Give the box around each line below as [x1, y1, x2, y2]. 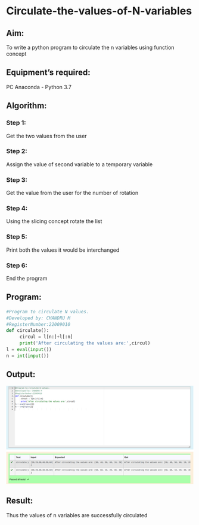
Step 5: [6, 233, 28, 241]
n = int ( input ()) [6, 353, 49, 359]
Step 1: [6, 118, 26, 127]
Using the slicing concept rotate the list [6, 218, 102, 225]
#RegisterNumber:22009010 [6, 321, 70, 327]
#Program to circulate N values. [6, 309, 89, 315]
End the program [6, 274, 48, 282]
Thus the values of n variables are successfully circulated [6, 511, 148, 518]
